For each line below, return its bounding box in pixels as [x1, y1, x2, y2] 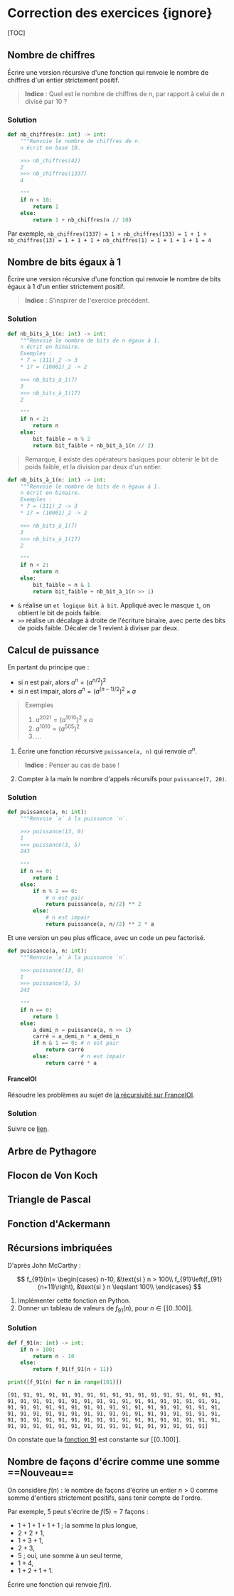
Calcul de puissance [7, 645, 100, 657]
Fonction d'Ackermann [7, 1218, 111, 1230]
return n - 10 [33, 1352, 75, 1360]
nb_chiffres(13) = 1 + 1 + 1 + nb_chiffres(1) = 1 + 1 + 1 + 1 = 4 [7, 236, 212, 244]
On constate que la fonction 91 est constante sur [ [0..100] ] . [7, 1435, 181, 1444]
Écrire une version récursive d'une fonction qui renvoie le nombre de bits [7, 275, 221, 283]
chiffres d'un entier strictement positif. [7, 75, 119, 84]
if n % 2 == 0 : [33, 887, 78, 895]
